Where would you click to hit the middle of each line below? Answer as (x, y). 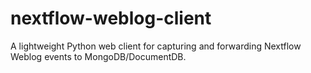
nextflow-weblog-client (111, 18)
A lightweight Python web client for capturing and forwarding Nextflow (156, 46)
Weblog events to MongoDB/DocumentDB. (98, 56)
